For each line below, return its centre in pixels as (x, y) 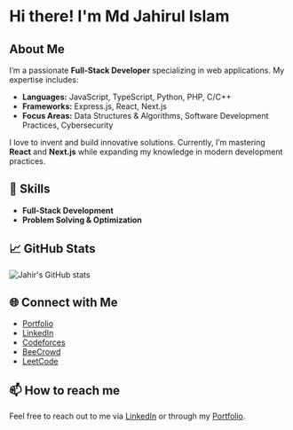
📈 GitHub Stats (52, 249)
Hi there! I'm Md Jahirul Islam (119, 16)
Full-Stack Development (67, 210)
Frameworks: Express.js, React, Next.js (94, 106)
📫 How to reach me (65, 391)
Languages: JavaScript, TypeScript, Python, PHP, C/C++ (127, 97)
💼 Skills (30, 189)
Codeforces (44, 342)
